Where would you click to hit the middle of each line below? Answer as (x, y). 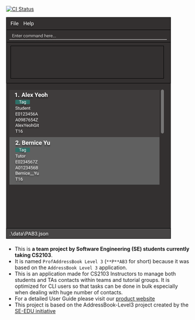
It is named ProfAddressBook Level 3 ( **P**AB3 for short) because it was (102, 261)
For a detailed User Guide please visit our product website (85, 299)
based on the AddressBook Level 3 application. (71, 267)
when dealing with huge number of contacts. (69, 292)
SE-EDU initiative (35, 311)
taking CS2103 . (33, 255)
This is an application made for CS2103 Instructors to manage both (95, 274)
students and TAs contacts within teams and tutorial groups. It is (92, 280)
